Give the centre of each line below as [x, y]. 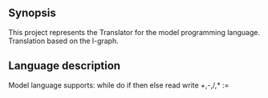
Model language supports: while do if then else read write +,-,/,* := [119, 85]
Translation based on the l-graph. [63, 41]
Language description [65, 66]
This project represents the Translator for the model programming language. [134, 32]
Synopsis [32, 13]
